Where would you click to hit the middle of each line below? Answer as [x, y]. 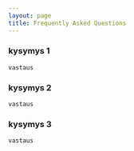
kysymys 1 [29, 51]
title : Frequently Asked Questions [67, 23]
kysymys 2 [30, 87]
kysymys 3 [30, 125]
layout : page [30, 16]
